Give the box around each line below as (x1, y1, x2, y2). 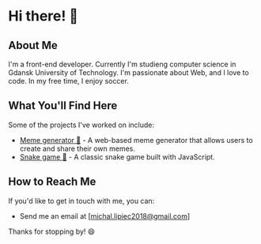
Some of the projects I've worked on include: (8, 120, 155, 130)
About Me (8, 39, 58, 52)
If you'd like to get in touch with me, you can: (8, 196, 155, 205)
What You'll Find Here (8, 99, 118, 113)
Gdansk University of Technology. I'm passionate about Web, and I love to (8, 68, 249, 77)
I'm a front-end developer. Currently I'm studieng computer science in (8, 59, 236, 69)
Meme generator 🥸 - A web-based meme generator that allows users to (19, 135, 253, 145)
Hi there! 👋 (8, 7, 79, 25)
